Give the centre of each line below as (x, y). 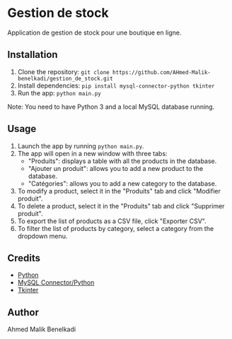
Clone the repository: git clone (63, 71)
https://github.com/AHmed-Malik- (161, 72)
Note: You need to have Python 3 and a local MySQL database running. (111, 107)
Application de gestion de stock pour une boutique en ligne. (94, 32)
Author (23, 312)
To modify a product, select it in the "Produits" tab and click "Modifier (119, 191)
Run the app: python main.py (59, 93)
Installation (33, 55)
